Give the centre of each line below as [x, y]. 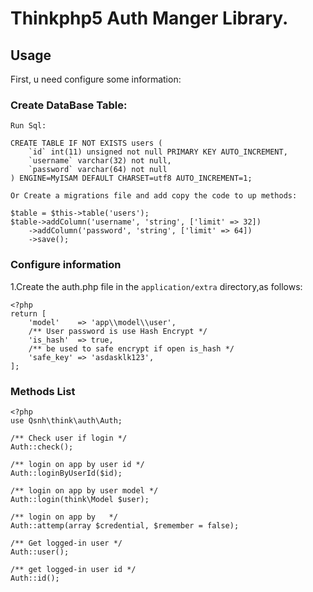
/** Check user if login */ [69, 438]
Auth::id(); [35, 578]
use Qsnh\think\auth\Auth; [66, 420]
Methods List [43, 391]
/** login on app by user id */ [77, 464]
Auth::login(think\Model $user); [80, 499]
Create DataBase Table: [69, 105]
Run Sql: [28, 126]
